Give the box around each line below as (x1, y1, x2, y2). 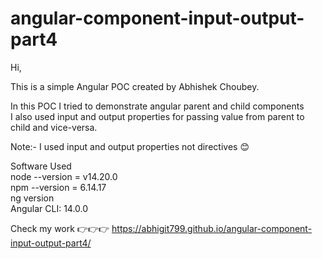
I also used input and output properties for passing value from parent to (10, 110, 305, 122)
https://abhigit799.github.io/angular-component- (111, 222, 313, 234)
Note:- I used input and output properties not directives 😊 (10, 140, 250, 152)
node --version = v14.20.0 (10, 170, 118, 182)
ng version (10, 192, 55, 204)
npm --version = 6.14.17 (10, 181, 107, 193)
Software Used (10, 160, 72, 172)
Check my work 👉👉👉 (10, 222, 110, 234)
